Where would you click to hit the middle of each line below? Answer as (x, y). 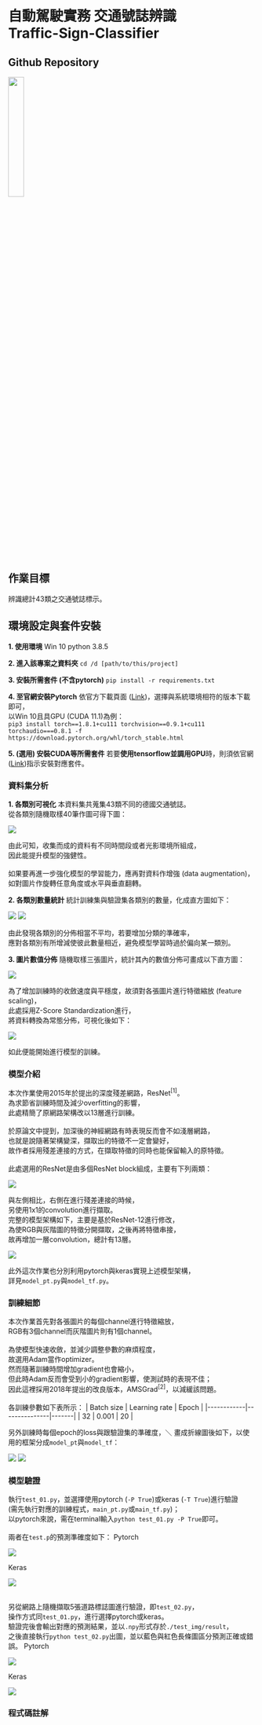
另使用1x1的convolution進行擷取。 (63, 1209)
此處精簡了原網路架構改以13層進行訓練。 (74, 1112)
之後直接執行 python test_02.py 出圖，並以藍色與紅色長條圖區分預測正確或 (127, 1636)
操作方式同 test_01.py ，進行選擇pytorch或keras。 (88, 1617)
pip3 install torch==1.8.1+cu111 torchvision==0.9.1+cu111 (107, 724)
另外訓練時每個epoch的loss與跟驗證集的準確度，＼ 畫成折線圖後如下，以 (126, 1432)
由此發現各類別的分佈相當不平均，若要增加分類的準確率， (101, 933)
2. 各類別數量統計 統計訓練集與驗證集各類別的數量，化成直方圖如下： (120, 900)
